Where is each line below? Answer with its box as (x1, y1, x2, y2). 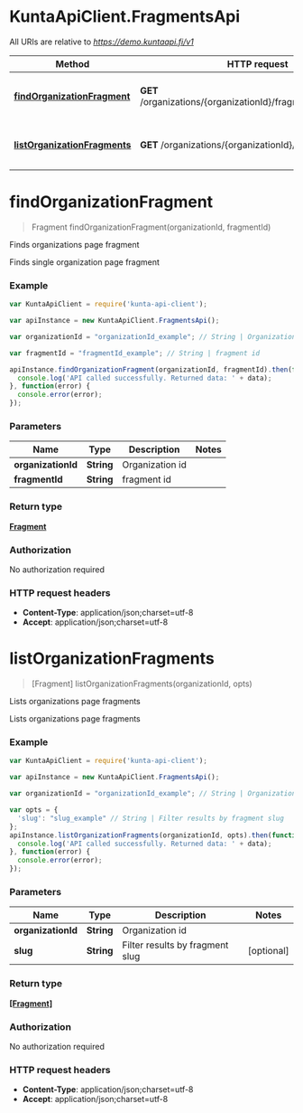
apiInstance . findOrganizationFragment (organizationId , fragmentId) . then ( (9, 364, 293, 374)
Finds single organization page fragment (9, 256, 161, 268)
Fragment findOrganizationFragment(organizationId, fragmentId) (31, 222, 271, 232)
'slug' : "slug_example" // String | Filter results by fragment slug (17, 814, 284, 823)
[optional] (247, 945, 289, 957)
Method (55, 57, 90, 70)
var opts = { (9, 806, 59, 815)
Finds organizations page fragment (9, 239, 140, 250)
